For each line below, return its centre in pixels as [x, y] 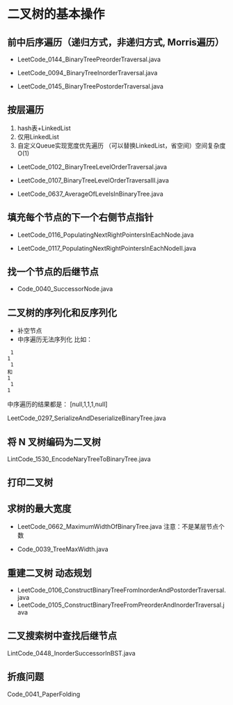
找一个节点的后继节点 [53, 272]
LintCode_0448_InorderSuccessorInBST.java [71, 653]
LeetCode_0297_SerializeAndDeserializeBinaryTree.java [87, 418]
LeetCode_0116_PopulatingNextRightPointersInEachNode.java [105, 235]
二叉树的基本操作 [56, 14]
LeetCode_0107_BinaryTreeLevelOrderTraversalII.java [93, 180]
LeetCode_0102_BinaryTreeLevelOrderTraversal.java [92, 166]
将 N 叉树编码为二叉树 [54, 442]
